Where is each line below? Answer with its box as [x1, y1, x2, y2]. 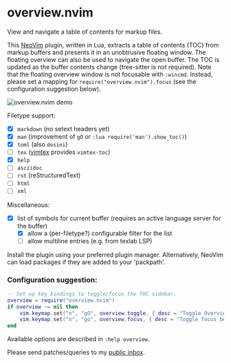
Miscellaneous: [7, 201, 50, 209]
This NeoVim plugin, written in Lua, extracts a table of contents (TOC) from [7, 41, 219, 49]
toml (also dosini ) [16, 140, 68, 148]
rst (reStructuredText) [16, 171, 81, 179]
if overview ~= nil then [7, 303, 78, 310]
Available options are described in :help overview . [7, 335, 150, 343]
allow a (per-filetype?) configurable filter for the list [27, 229, 173, 237]
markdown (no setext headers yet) [16, 124, 110, 133]
